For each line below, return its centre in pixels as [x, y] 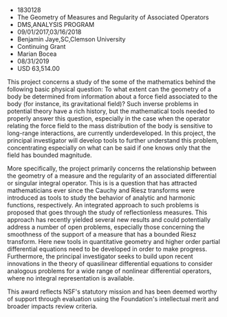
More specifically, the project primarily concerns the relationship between [112, 168]
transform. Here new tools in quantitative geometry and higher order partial [113, 242]
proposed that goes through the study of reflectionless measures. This [107, 212]
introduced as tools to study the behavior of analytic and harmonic [101, 198]
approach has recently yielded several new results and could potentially [109, 219]
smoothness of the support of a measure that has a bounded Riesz [102, 234]
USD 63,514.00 [39, 69]
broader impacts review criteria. [52, 306]
